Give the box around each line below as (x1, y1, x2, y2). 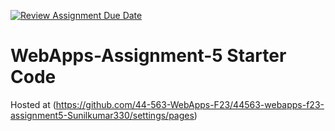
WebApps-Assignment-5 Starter (10, 45, 287, 67)
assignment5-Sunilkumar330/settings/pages (10, 109, 195, 121)
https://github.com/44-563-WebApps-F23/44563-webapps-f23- (55, 98, 325, 110)
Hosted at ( (10, 98, 57, 110)
